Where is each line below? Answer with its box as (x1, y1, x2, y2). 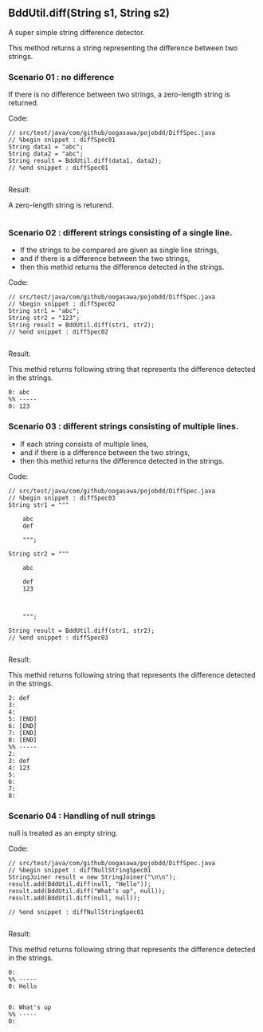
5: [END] (8, 714, 37, 723)
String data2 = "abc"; (8, 150, 84, 158)
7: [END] (8, 729, 37, 737)
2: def (8, 694, 30, 702)
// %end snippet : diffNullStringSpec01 (8, 908, 145, 916)
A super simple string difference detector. (8, 27, 145, 37)
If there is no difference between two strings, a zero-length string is (8, 89, 230, 99)
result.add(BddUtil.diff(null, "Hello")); (8, 880, 151, 888)
